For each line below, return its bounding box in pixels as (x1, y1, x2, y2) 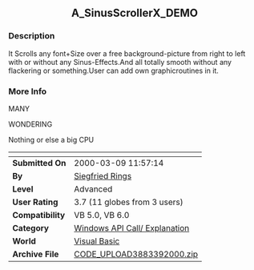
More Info (8, 86, 47, 97)
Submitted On (12, 157, 67, 168)
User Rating (12, 196, 58, 208)
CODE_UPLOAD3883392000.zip (74, 248, 199, 260)
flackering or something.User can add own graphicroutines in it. (8, 66, 219, 75)
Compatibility (12, 209, 66, 220)
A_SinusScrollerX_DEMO (71, 6, 199, 20)
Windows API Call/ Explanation (74, 222, 190, 233)
